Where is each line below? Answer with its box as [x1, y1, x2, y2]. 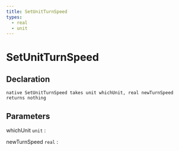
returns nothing [6, 95, 46, 101]
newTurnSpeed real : [6, 139, 58, 146]
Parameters [6, 111, 50, 121]
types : [6, 14, 23, 20]
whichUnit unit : [6, 127, 46, 134]
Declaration [6, 74, 50, 84]
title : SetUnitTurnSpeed [6, 8, 68, 15]
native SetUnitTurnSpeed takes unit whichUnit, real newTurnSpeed [6, 90, 174, 96]
